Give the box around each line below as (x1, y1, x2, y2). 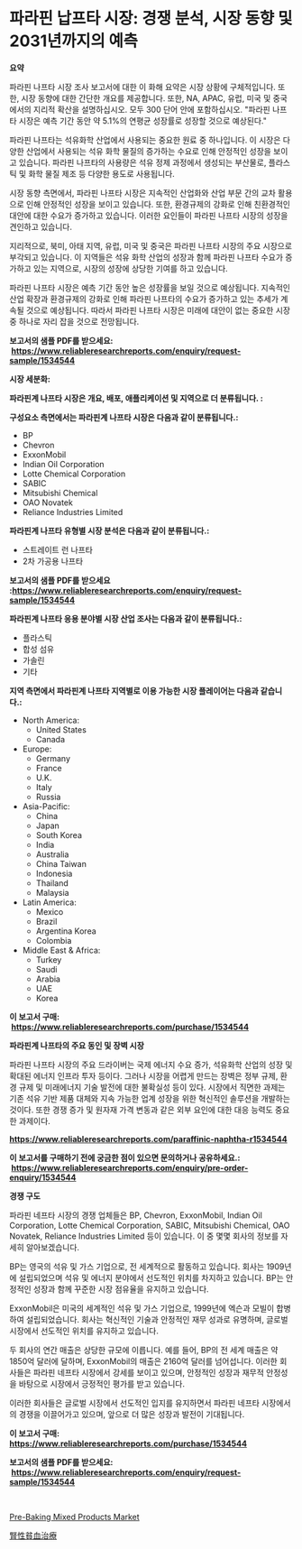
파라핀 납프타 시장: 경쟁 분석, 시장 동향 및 (9, 8, 293, 29)
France (35, 762, 63, 773)
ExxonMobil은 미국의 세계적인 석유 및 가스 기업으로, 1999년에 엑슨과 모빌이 (9, 1303, 275, 1314)
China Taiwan (35, 858, 87, 869)
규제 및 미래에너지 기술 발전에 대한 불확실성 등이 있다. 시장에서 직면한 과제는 (18, 1082, 286, 1093)
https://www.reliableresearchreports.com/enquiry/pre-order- (11, 1162, 249, 1173)
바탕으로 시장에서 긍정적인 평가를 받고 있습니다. (18, 1378, 186, 1389)
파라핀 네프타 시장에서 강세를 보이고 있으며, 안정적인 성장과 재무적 (32, 1367, 264, 1378)
